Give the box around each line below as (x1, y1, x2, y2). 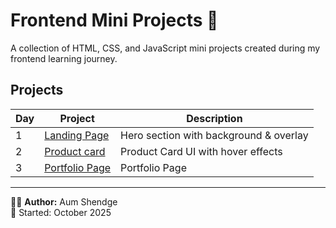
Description (186, 111, 243, 125)
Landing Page (44, 128, 110, 142)
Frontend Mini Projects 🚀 (10, 9, 219, 32)
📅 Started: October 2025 (10, 206, 112, 218)
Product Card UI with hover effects (120, 144, 283, 158)
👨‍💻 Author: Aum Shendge (10, 195, 118, 208)
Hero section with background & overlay (120, 128, 309, 142)
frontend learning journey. (10, 52, 118, 64)
